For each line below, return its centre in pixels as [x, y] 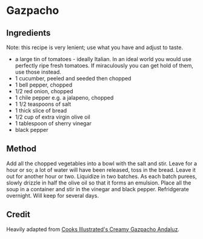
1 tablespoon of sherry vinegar [53, 123]
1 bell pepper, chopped [44, 85]
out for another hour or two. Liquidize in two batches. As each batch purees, [101, 176]
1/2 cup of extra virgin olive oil [53, 117]
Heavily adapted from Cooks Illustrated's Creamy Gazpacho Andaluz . [93, 229]
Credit [18, 214]
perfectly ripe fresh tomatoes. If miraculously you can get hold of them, [104, 65]
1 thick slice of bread [41, 110]
